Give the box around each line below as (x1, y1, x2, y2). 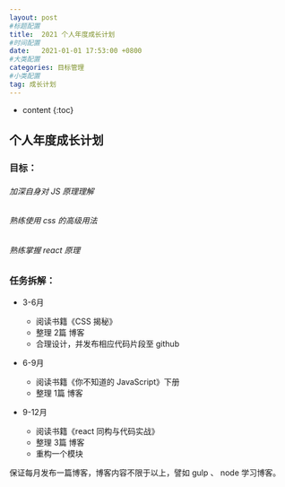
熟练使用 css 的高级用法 (9, 215, 98, 226)
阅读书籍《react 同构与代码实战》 (35, 425, 160, 436)
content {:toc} (22, 104, 74, 115)
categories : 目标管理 (9, 64, 85, 73)
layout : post (9, 13, 58, 22)
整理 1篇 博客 (35, 387, 83, 398)
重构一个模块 (35, 448, 83, 458)
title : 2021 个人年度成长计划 (9, 30, 116, 39)
